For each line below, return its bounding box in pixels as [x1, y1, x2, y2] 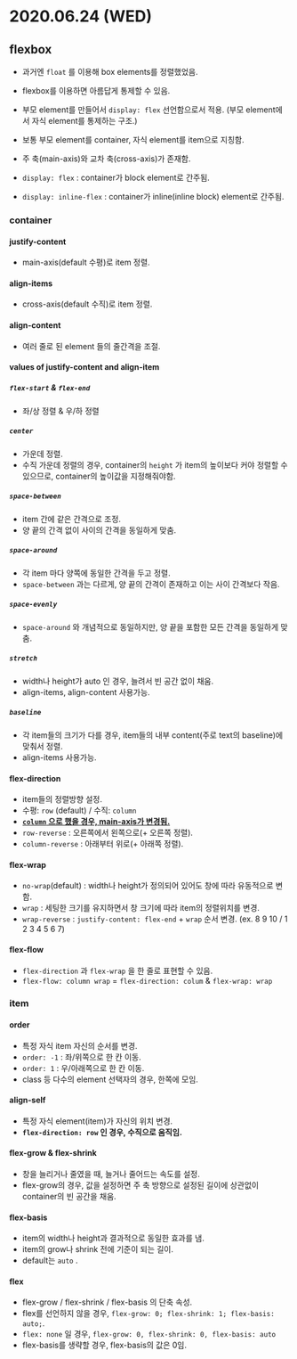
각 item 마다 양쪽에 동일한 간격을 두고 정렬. [21, 568, 171, 578]
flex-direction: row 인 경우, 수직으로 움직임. [21, 1126, 182, 1137]
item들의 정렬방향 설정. [21, 794, 103, 805]
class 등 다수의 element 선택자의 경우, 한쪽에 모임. [21, 1074, 198, 1085]
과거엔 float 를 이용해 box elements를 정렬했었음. [21, 67, 198, 77]
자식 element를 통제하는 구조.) [31, 116, 138, 126]
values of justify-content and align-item [9, 362, 160, 372]
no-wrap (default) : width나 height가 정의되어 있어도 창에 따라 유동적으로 [21, 880, 274, 891]
